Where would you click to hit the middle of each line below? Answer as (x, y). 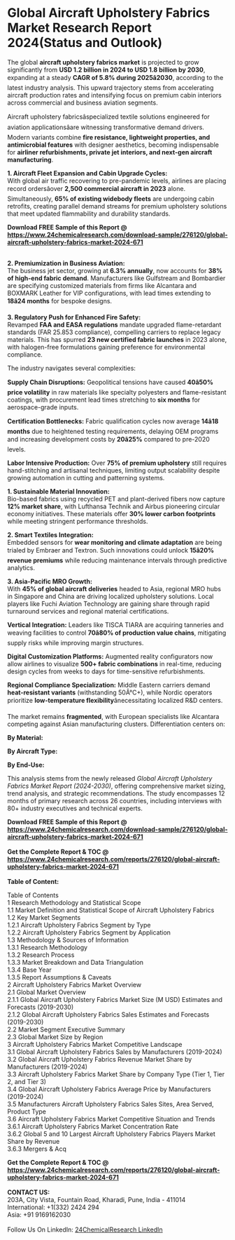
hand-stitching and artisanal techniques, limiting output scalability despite (114, 470)
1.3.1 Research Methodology (48, 947)
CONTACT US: (29, 1192)
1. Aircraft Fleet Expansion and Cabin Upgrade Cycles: (87, 173)
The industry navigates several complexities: (72, 368)
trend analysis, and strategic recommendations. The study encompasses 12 (116, 793)
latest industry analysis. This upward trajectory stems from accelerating (111, 87)
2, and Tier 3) (27, 1081)
